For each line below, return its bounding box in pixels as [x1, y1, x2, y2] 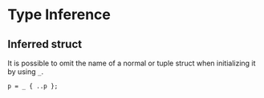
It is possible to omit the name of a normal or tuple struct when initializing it [7, 58, 256, 68]
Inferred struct [7, 37, 82, 51]
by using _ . [7, 67, 44, 76]
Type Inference [7, 6, 112, 24]
